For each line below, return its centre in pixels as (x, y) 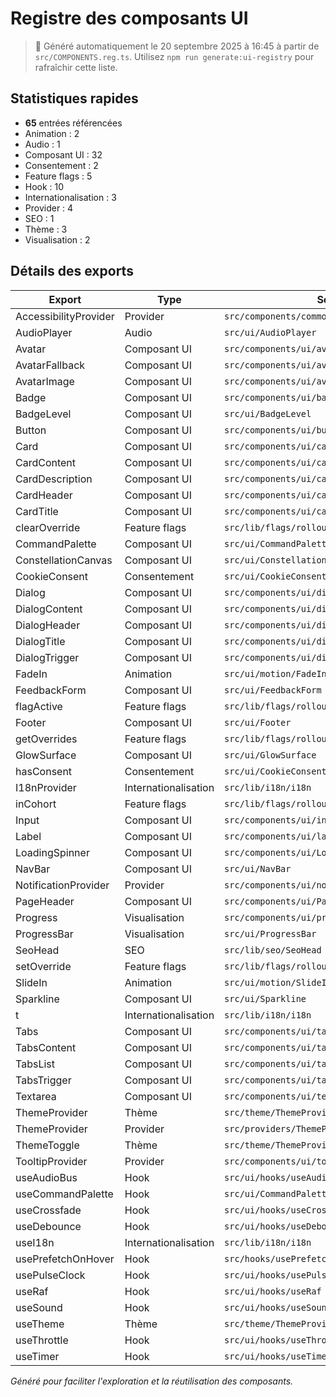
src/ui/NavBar (258, 868)
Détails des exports (72, 271)
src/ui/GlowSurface (270, 755)
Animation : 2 (52, 133)
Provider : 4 (49, 208)
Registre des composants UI (129, 18)
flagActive (39, 706)
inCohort (36, 804)
